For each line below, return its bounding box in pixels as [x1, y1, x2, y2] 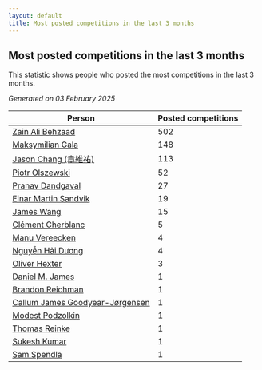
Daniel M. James [12, 271, 75, 282]
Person [67, 113, 96, 124]
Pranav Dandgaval [12, 181, 81, 192]
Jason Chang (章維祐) [12, 153, 95, 165]
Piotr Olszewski [12, 167, 70, 178]
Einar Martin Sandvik [12, 193, 90, 205]
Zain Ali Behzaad [12, 126, 76, 137]
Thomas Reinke [12, 323, 70, 334]
